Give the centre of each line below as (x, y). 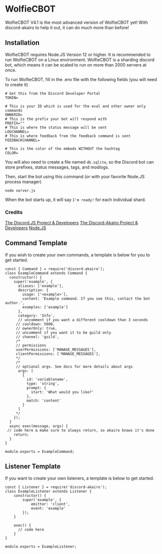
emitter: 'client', (50, 504)
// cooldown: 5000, (35, 324)
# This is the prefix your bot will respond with (56, 119)
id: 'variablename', (47, 379)
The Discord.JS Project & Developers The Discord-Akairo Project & (72, 223)
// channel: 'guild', (37, 337)
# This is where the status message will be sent (56, 127)
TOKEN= (12, 98)
